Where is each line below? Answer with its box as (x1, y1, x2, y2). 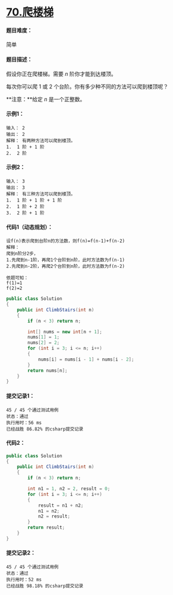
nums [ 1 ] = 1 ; (27, 334, 60, 340)
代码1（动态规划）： (6, 223, 54, 230)
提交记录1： (6, 392, 35, 399)
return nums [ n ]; (27, 367, 68, 373)
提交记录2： (6, 549, 36, 556)
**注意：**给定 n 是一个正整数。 (6, 95, 86, 103)
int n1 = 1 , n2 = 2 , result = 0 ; (27, 486, 111, 492)
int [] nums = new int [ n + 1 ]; (27, 329, 102, 334)
